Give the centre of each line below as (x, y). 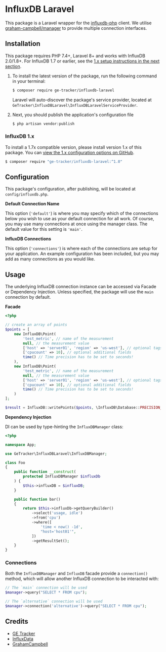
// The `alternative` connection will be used (54, 601)
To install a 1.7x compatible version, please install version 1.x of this (73, 147)
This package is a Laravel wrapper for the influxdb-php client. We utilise (78, 23)
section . (13, 66)
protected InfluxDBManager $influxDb (62, 477)
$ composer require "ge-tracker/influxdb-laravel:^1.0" (64, 162)
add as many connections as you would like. (50, 259)
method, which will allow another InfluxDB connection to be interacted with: (82, 579)
